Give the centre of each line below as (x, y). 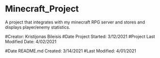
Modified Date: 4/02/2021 (31, 41)
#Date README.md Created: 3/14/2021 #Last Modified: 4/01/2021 (71, 51)
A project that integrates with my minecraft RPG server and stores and (75, 22)
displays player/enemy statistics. (38, 27)
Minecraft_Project (42, 9)
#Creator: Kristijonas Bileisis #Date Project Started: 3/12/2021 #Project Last (80, 36)
